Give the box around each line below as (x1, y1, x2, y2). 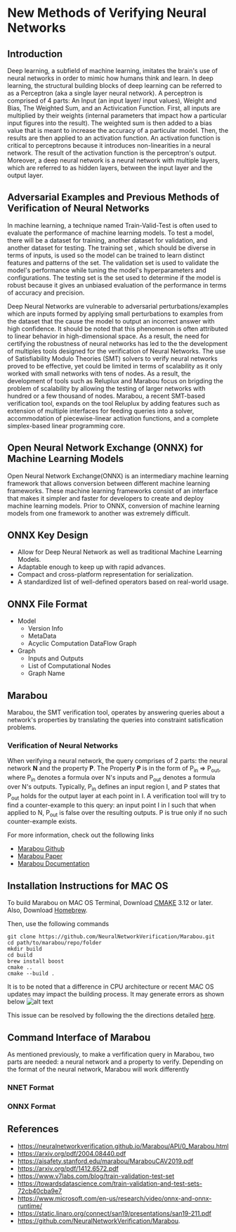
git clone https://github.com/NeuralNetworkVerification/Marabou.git (7, 933, 216, 940)
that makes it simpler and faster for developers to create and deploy (7, 494, 204, 502)
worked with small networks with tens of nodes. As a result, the (7, 369, 191, 378)
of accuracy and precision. (7, 288, 85, 297)
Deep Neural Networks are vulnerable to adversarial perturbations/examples (7, 302, 229, 310)
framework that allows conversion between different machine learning (7, 479, 211, 487)
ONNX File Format (7, 598, 88, 610)
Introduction (7, 48, 63, 60)
